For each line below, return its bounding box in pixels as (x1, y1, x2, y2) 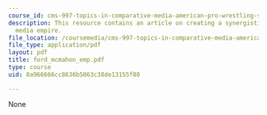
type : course (8, 63, 52, 71)
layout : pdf (8, 48, 48, 56)
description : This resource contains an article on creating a (8, 19, 222, 27)
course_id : (8, 11, 44, 20)
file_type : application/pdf (8, 41, 102, 49)
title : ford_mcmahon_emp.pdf (8, 56, 105, 64)
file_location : (8, 33, 59, 42)
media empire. (15, 26, 62, 34)
